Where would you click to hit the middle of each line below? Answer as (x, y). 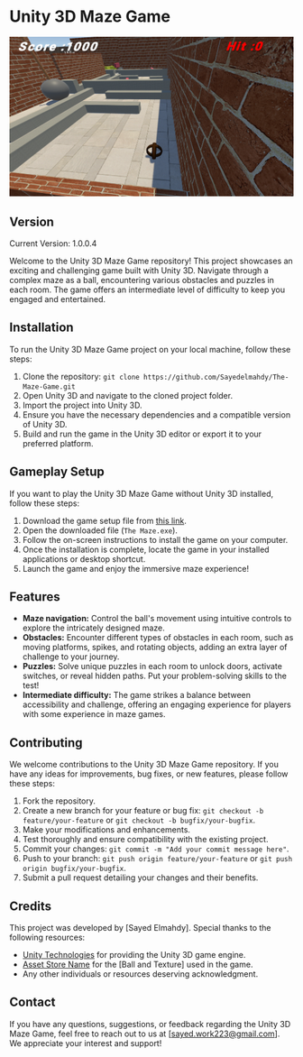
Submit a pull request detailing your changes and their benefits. (140, 878)
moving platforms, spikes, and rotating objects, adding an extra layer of (155, 648)
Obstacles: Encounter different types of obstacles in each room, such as (158, 638)
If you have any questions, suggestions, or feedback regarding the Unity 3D (150, 1024)
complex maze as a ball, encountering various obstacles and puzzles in (142, 280)
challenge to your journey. (71, 657)
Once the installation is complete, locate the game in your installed (146, 549)
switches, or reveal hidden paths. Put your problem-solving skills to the (154, 676)
